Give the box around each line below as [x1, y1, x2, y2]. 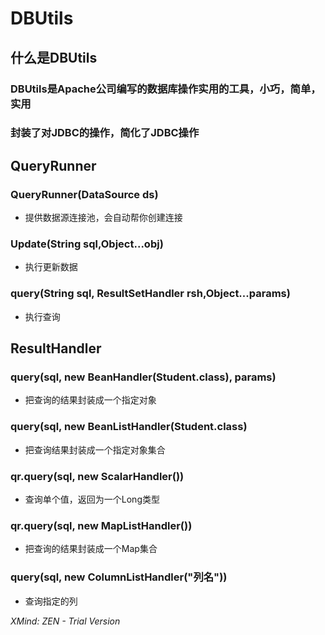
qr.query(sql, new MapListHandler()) [10, 518, 193, 532]
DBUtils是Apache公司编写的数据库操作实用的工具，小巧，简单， [10, 82, 322, 96]
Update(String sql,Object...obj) [10, 237, 164, 251]
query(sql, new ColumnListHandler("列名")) [10, 570, 228, 584]
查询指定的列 [24, 595, 78, 607]
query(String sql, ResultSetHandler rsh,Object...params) [10, 287, 291, 301]
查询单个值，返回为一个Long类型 [24, 493, 160, 505]
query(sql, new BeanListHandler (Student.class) [10, 420, 248, 434]
